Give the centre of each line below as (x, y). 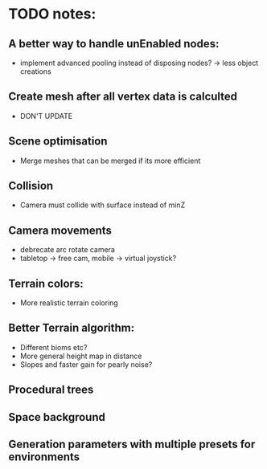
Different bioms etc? (53, 347)
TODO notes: (52, 14)
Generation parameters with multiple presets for (132, 445)
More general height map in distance (81, 356)
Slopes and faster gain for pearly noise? (86, 364)
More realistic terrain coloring (69, 303)
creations (36, 71)
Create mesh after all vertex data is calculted (123, 97)
